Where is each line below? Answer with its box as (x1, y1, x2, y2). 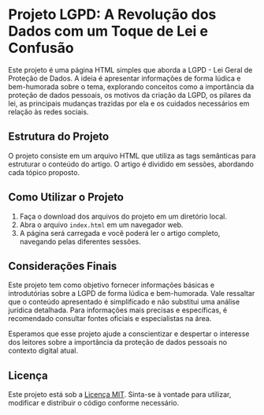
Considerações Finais (8, 259, 117, 273)
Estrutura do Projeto (8, 130, 110, 144)
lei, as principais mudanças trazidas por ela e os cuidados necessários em (8, 99, 250, 108)
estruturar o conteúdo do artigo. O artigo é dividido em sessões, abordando (8, 159, 255, 169)
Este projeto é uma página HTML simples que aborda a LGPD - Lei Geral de (8, 65, 253, 74)
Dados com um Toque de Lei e (8, 22, 209, 40)
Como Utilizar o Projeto (8, 191, 125, 204)
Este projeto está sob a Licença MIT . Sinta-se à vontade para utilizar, (8, 390, 232, 399)
